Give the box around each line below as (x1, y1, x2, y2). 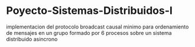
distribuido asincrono (6, 35, 58, 42)
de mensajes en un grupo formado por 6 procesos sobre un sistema (6, 29, 173, 36)
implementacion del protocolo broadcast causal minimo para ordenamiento (6, 23, 189, 30)
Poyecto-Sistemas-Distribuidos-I (6, 4, 173, 17)
